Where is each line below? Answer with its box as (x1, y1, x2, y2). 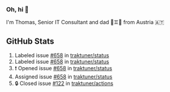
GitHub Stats (6, 36, 54, 46)
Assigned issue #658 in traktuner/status (14, 73, 113, 80)
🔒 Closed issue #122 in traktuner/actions (14, 80, 114, 87)
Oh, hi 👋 (6, 5, 29, 14)
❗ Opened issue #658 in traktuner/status (14, 65, 113, 72)
